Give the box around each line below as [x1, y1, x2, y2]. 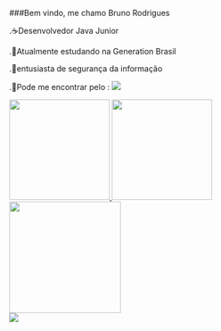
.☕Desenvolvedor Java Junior [9, 26, 119, 36]
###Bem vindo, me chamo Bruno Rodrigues [9, 8, 170, 18]
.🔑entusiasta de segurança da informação [9, 63, 163, 74]
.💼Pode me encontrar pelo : [9, 82, 110, 92]
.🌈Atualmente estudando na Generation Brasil [9, 46, 176, 56]
